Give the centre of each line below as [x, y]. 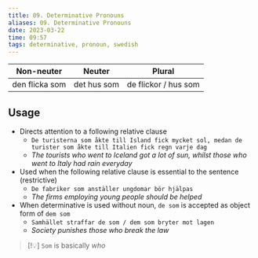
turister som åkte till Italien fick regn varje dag [119, 147]
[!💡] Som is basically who [66, 245]
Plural [164, 72]
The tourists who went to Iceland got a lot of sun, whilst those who [139, 155]
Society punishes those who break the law [100, 230]
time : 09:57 [27, 37]
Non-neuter [39, 72]
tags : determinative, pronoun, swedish [73, 45]
